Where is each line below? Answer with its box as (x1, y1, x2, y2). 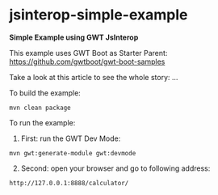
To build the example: (9, 87, 82, 98)
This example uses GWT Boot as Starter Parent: (9, 48, 168, 57)
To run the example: (9, 117, 76, 127)
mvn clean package (9, 104, 71, 112)
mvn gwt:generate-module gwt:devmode (9, 149, 136, 157)
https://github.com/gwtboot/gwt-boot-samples (9, 57, 166, 66)
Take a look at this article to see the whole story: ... (9, 72, 178, 82)
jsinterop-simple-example (9, 6, 188, 24)
